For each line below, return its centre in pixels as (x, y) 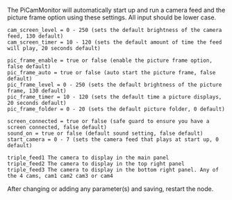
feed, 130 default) (35, 36)
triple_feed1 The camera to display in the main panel (88, 158)
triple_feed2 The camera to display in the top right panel (96, 164)
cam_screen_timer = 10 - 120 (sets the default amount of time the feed (115, 42)
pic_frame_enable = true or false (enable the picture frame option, (110, 60)
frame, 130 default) (37, 91)
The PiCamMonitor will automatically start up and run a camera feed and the (116, 10)
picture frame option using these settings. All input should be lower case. (112, 17)
